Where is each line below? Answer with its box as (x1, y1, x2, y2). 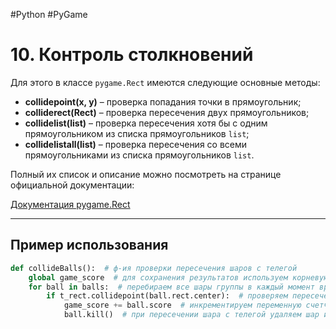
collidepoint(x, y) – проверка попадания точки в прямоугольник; (24, 95, 302, 108)
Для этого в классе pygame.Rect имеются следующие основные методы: (10, 76, 321, 88)
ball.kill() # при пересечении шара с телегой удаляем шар (63, 310, 320, 320)
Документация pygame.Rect (10, 198, 131, 210)
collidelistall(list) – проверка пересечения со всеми (24, 138, 248, 150)
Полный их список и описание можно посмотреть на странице (10, 168, 282, 180)
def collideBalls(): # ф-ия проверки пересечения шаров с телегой (10, 263, 298, 273)
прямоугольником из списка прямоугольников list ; (24, 127, 250, 139)
